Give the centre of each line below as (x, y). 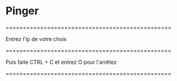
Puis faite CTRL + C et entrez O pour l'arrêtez (61, 62)
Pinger (22, 11)
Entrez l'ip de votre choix (36, 39)
